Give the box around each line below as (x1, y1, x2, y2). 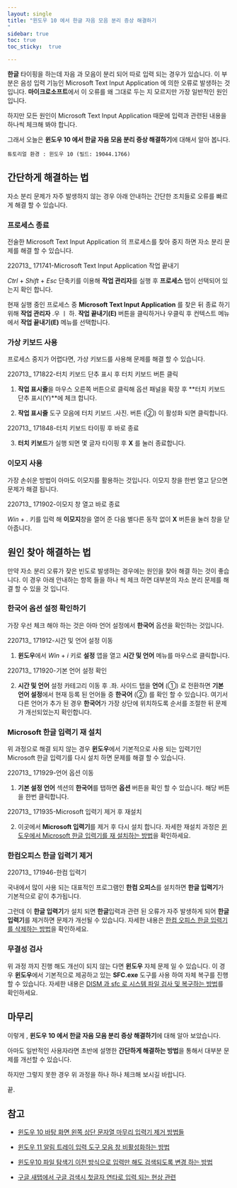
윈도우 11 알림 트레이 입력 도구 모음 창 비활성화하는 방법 (17, 1143, 170, 1151)
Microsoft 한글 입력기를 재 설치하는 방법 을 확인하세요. (42, 831, 191, 840)
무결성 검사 (7, 944, 43, 954)
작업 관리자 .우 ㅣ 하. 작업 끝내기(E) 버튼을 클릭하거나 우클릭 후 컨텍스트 (20, 309, 217, 318)
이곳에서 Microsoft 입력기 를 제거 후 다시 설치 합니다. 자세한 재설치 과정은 (17, 823, 220, 831)
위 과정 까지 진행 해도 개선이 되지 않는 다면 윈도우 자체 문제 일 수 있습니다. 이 (7, 961, 218, 970)
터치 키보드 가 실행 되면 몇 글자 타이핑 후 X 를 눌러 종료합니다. (17, 439, 186, 447)
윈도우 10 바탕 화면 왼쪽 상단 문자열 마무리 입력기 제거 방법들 (17, 1128, 185, 1136)
